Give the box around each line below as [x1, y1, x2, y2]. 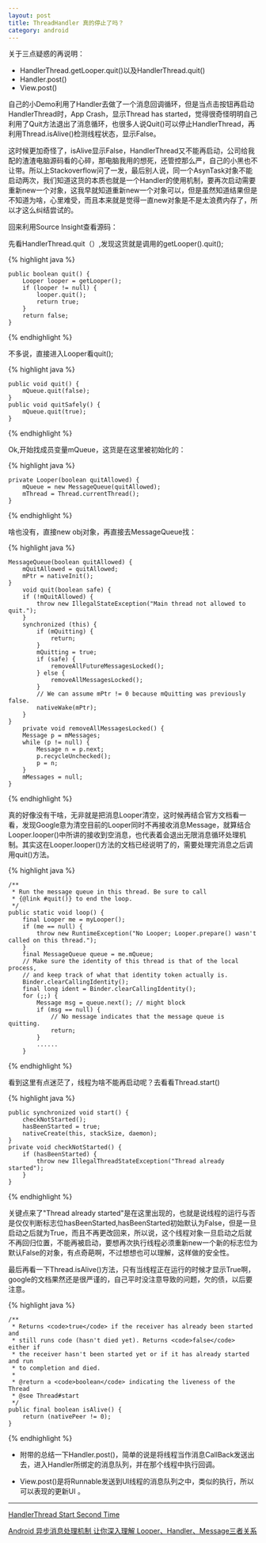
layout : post [8, 11, 51, 20]
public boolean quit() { [8, 270, 90, 278]
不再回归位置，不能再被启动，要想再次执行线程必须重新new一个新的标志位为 [8, 1238, 258, 1248]
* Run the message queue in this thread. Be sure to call [11, 888, 207, 896]
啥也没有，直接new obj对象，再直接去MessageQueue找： [8, 528, 196, 537]
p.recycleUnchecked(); [36, 752, 112, 760]
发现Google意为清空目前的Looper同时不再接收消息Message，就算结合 [21, 821, 252, 830]
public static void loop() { [8, 909, 104, 917]
